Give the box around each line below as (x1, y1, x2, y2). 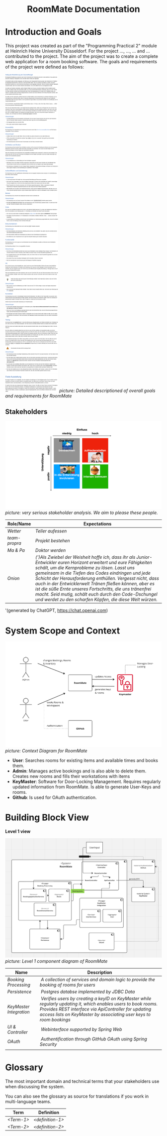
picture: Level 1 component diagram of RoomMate (5, 958, 108, 964)
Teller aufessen (35, 528, 67, 534)
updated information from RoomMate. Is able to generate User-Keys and (12, 783, 161, 790)
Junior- (136, 554, 153, 560)
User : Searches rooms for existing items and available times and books (12, 757, 158, 763)
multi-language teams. (5, 1098, 51, 1104)
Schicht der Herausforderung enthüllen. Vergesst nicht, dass (35, 575, 159, 581)
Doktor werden (35, 547, 66, 553)
